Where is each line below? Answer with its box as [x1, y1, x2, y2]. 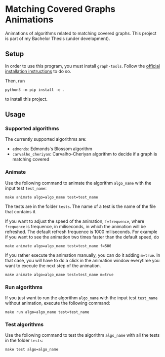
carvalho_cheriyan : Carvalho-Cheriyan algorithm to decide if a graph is [12, 151, 157, 157]
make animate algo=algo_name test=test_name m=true [5, 272, 114, 277]
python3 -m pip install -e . [5, 87, 65, 92]
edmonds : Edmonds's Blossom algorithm [12, 146, 92, 152]
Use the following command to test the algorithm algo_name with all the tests [5, 332, 160, 338]
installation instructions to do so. [5, 68, 72, 74]
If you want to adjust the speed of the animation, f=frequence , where [5, 218, 145, 224]
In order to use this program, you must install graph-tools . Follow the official [5, 63, 160, 69]
